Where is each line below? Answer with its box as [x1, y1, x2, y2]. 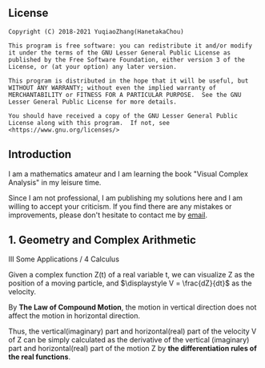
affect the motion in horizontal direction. [8, 311, 141, 321]
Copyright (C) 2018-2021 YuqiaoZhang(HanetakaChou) [8, 27, 184, 35]
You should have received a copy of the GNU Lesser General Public [8, 111, 239, 119]
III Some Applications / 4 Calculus [8, 254, 120, 264]
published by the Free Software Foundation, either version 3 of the [8, 55, 246, 63]
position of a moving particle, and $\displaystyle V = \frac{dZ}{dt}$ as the [8, 278, 252, 288]
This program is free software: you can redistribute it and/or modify [8, 42, 252, 50]
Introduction [8, 148, 72, 161]
